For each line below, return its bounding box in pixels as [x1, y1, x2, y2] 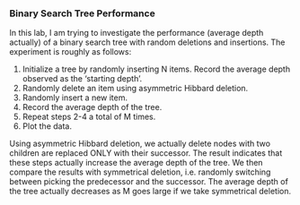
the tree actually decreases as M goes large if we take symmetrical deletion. [9, 186, 292, 197]
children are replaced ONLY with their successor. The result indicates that [9, 148, 283, 158]
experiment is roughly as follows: [9, 47, 132, 57]
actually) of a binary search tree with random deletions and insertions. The [9, 37, 286, 47]
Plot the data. [22, 121, 72, 132]
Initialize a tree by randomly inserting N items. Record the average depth [22, 64, 290, 74]
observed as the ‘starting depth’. [22, 73, 142, 84]
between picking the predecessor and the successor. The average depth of [9, 176, 289, 187]
